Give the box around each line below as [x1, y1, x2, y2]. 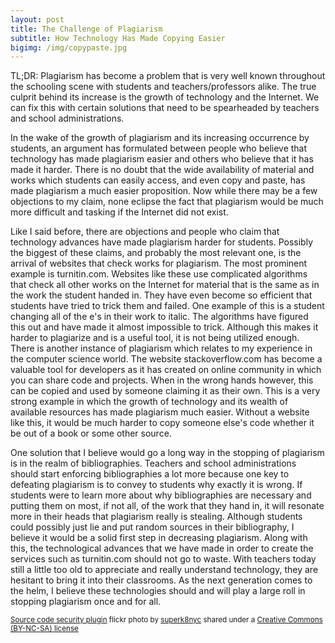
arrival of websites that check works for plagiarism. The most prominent [10, 257, 308, 270]
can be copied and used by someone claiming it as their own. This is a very [10, 385, 321, 397]
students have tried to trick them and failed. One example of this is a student [10, 300, 325, 312]
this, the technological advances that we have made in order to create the [10, 542, 314, 555]
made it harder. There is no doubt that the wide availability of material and [10, 164, 315, 176]
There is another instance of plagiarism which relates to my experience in [10, 342, 313, 355]
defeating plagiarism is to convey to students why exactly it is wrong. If [10, 479, 303, 491]
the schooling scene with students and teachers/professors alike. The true [10, 81, 317, 93]
